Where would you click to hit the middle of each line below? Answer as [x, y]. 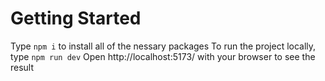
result [22, 67]
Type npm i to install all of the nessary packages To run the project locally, [163, 46]
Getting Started [76, 18]
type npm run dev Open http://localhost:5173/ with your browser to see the [163, 56]
